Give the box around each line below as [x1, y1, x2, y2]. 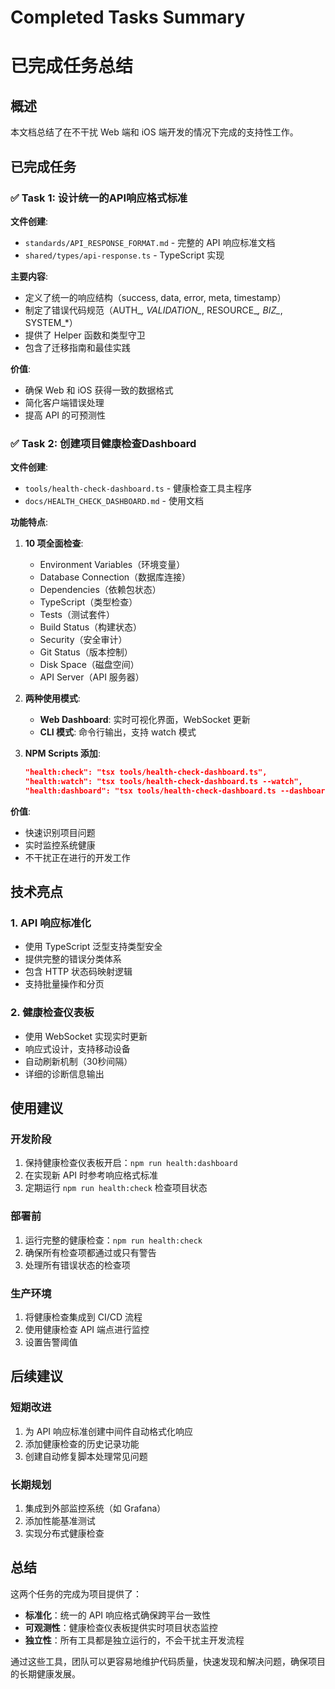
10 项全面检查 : [24, 537, 84, 550]
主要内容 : [10, 270, 49, 282]
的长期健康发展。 [10, 1667, 81, 1680]
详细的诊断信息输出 [24, 1067, 105, 1080]
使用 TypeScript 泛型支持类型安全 [24, 941, 163, 953]
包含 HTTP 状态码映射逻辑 [24, 966, 133, 978]
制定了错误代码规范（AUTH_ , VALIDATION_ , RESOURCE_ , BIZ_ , [24, 304, 283, 316]
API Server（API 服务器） [39, 671, 145, 683]
